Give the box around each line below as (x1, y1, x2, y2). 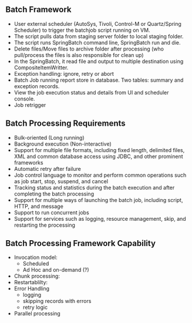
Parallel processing (14, 310, 61, 317)
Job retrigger (14, 101, 46, 108)
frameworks (14, 159, 43, 166)
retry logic (22, 304, 48, 311)
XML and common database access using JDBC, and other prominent (14, 153, 183, 160)
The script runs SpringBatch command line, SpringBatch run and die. (14, 39, 181, 46)
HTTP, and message (14, 203, 64, 210)
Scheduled (22, 260, 49, 267)
